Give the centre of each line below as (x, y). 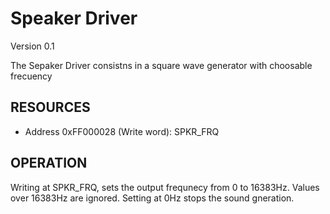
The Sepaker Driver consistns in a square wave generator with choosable (161, 65)
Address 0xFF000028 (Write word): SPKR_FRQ (122, 131)
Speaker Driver (74, 18)
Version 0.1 (32, 46)
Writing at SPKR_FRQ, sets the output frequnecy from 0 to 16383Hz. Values (165, 187)
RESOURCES (50, 107)
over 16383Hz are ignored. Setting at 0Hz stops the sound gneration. (152, 198)
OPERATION (49, 163)
